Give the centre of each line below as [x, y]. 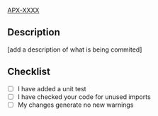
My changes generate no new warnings [75, 105]
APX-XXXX [23, 10]
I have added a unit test [52, 88]
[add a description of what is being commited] [75, 50]
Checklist [29, 72]
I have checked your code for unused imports [84, 97]
